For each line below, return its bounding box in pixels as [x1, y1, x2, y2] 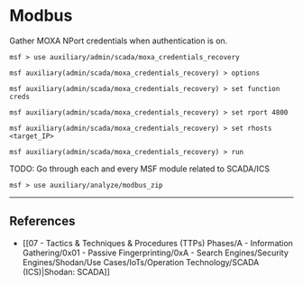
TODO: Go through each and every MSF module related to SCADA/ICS [9, 163, 271, 174]
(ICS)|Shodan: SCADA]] [22, 266, 111, 277]
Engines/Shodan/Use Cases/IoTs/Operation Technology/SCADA [22, 256, 260, 267]
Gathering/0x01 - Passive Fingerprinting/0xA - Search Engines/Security [22, 247, 289, 258]
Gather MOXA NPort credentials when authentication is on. [9, 35, 228, 46]
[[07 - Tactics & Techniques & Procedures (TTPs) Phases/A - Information [22, 237, 293, 248]
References [9, 214, 76, 229]
